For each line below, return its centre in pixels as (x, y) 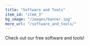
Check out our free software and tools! (45, 38)
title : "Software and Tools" (35, 10)
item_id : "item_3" (24, 14)
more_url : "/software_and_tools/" (41, 24)
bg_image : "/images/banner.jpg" (39, 19)
